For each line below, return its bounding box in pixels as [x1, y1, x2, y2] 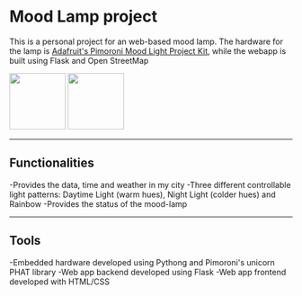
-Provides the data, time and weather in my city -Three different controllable [9, 179, 291, 190]
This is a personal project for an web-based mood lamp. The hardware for [9, 36, 284, 47]
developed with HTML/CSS [9, 276, 111, 287]
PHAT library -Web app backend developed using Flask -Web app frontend [9, 266, 287, 277]
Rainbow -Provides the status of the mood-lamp [9, 198, 188, 209]
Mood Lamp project [9, 6, 158, 27]
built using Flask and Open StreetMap [9, 55, 149, 66]
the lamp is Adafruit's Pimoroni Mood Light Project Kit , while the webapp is [9, 45, 287, 56]
